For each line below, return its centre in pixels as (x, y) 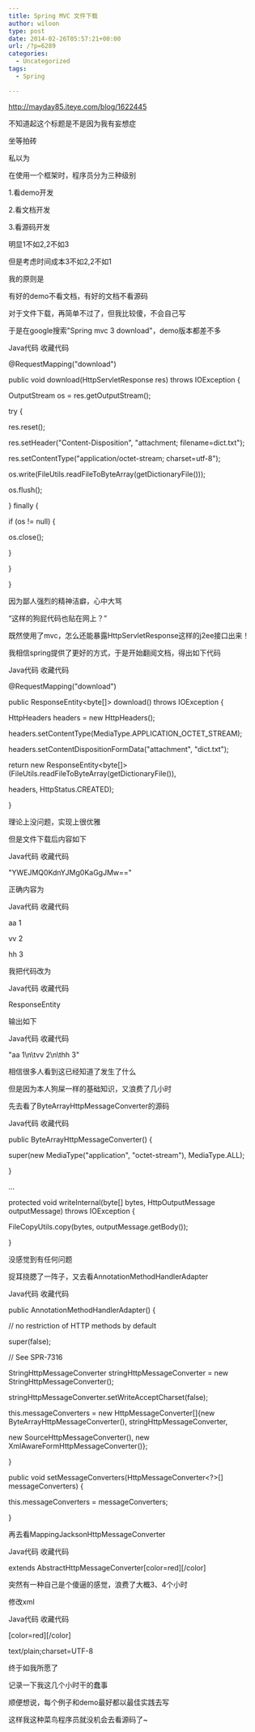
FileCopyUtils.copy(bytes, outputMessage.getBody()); (98, 1226)
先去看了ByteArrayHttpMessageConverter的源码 (89, 1106)
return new (27, 765)
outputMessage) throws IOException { (72, 1211)
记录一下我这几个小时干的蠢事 (58, 1685)
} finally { (23, 505)
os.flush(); (25, 490)
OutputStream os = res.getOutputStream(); (80, 395)
